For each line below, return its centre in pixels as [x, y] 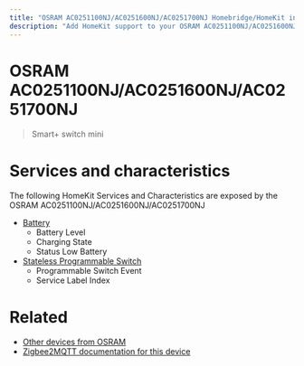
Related [38, 317]
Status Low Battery [71, 252]
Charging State [64, 242]
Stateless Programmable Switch [82, 261]
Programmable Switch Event [89, 271]
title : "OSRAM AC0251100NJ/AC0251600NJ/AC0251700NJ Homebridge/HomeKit [147, 18]
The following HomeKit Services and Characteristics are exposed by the [144, 196]
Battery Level [61, 232]
